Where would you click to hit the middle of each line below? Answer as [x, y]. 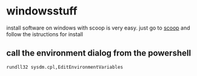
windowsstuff [42, 11]
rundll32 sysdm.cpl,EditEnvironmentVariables [65, 67]
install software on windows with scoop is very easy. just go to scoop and [98, 28]
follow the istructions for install [45, 34]
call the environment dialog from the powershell [99, 53]
